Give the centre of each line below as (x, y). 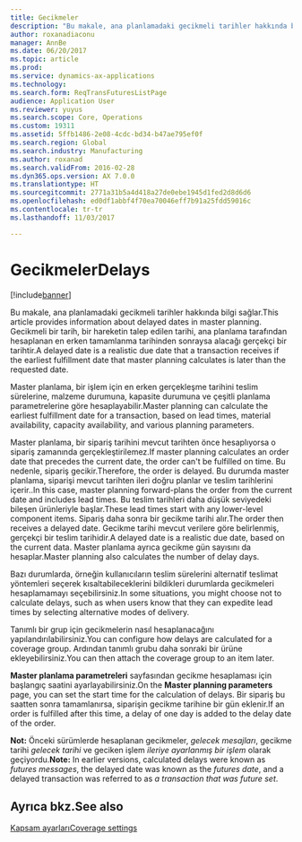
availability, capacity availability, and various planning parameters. (132, 425)
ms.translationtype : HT (55, 185)
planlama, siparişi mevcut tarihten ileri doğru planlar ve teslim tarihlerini (142, 480)
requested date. (39, 369)
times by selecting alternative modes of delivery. (100, 612)
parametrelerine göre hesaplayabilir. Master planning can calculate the (139, 405)
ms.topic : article (44, 59)
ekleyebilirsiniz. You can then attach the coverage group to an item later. (142, 658)
